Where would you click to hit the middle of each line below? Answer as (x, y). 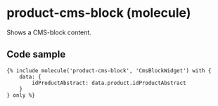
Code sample (36, 54)
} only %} (21, 95)
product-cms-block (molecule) (99, 13)
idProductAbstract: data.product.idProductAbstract (109, 83)
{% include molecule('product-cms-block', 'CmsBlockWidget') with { (109, 71)
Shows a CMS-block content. (49, 32)
